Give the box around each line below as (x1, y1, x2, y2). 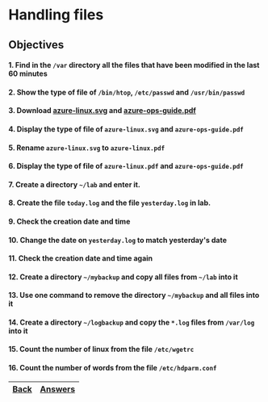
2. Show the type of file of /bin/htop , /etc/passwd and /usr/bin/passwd (8, 87, 245, 97)
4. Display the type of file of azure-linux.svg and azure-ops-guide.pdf (8, 124, 245, 134)
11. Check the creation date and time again (8, 253, 153, 263)
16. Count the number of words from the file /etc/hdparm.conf (8, 363, 217, 373)
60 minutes (8, 69, 48, 78)
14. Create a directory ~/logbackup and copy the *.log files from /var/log (8, 317, 255, 327)
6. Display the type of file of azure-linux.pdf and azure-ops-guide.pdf (8, 161, 244, 171)
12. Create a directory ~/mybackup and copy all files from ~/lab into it (8, 272, 238, 282)
